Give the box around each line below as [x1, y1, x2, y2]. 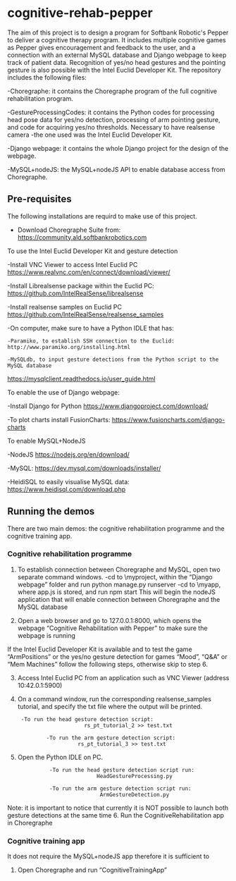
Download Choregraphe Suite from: [17, 226, 121, 234]
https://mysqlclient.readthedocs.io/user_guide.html [7, 374, 156, 383]
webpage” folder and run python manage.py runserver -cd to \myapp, [17, 580, 221, 589]
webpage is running [17, 631, 76, 639]
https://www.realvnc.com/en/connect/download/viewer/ [7, 268, 170, 276]
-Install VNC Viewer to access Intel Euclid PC [7, 260, 138, 269]
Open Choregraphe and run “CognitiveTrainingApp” [17, 865, 168, 875]
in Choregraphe [7, 818, 53, 827]
